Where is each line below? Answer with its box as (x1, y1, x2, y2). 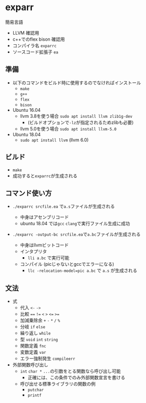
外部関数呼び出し (12, 362, 48, 368)
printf (27, 393, 42, 398)
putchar (27, 388, 44, 393)
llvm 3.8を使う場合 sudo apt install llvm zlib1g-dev (20, 113, 133, 119)
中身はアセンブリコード (20, 214, 69, 220)
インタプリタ (20, 249, 47, 255)
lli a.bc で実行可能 (27, 255, 70, 261)
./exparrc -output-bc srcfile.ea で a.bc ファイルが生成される (12, 231, 141, 237)
